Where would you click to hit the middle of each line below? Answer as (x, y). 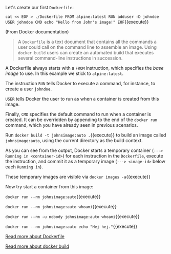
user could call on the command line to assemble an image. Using (87, 47)
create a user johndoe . (29, 89)
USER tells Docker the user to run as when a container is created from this (82, 99)
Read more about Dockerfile (35, 236)
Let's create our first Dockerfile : (40, 7)
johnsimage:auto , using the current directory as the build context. (74, 140)
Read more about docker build (37, 246)
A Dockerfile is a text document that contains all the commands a (87, 42)
